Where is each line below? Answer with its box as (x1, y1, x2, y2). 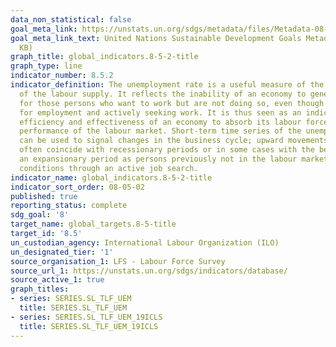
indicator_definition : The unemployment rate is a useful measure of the (10, 80, 325, 90)
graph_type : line (10, 61, 83, 71)
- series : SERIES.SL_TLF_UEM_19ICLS (10, 312, 163, 322)
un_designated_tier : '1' (10, 247, 114, 257)
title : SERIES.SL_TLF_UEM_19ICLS (19, 321, 159, 331)
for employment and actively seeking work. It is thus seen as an (19, 107, 302, 118)
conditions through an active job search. (19, 163, 199, 173)
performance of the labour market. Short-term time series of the (19, 126, 302, 136)
